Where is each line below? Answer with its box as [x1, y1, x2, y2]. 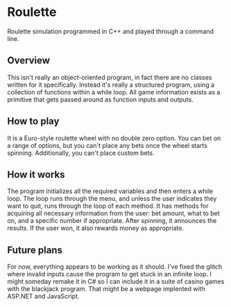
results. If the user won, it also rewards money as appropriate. [7, 224, 185, 233]
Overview [7, 55, 51, 67]
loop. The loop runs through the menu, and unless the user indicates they [7, 194, 217, 203]
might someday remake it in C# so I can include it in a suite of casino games [7, 277, 225, 285]
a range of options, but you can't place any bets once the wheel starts [7, 141, 208, 149]
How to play [7, 115, 60, 127]
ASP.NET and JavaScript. [7, 292, 80, 301]
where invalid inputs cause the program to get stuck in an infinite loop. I [7, 270, 212, 279]
